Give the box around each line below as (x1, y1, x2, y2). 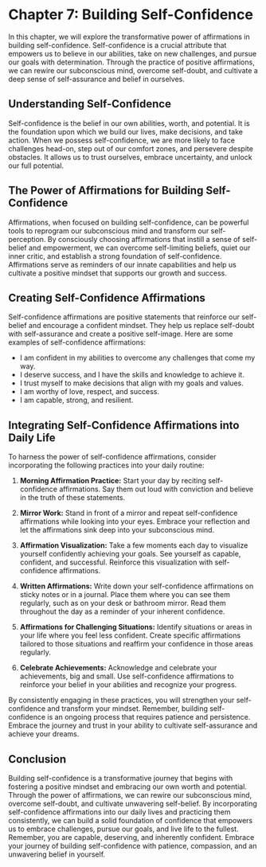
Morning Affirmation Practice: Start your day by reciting (19, 476, 207, 486)
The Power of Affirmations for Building (8, 184, 204, 197)
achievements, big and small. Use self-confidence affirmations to (19, 671, 234, 681)
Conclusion (8, 752, 67, 766)
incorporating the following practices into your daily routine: (8, 460, 205, 471)
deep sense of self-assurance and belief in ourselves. (8, 74, 185, 84)
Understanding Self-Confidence (8, 97, 171, 111)
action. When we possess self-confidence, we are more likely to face (8, 135, 235, 145)
